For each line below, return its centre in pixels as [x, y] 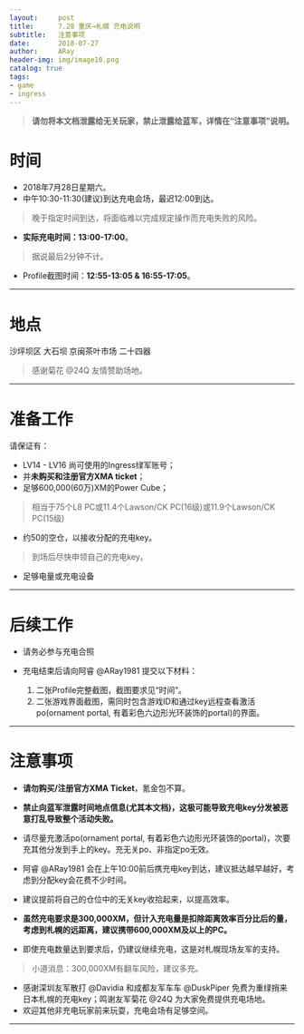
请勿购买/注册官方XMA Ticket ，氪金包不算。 [106, 788]
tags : [19, 77]
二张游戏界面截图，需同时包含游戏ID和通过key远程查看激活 [146, 702]
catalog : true [36, 69]
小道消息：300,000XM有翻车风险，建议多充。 [117, 969]
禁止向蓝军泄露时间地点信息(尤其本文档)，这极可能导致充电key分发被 [151, 807]
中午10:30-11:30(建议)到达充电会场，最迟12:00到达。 [120, 199]
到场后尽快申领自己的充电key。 [90, 557]
